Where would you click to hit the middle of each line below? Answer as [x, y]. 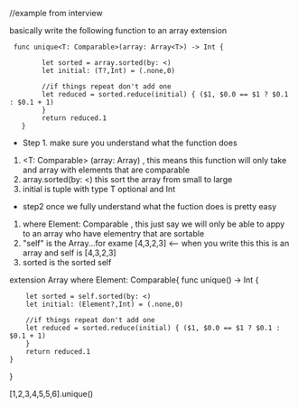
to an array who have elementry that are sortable [113, 233]
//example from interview [56, 13]
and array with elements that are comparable [106, 170]
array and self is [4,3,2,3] [69, 253]
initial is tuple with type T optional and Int [99, 189]
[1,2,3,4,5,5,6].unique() [51, 394]
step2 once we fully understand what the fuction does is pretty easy [149, 206]
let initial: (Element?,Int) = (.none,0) [104, 304]
